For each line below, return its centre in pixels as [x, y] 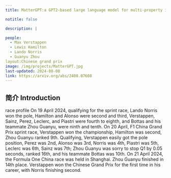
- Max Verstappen [28, 42]
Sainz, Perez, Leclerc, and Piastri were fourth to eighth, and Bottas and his [83, 121]
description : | [21, 29]
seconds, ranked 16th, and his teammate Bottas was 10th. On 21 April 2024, [84, 154]
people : [13, 38]
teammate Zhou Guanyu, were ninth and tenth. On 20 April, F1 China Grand [84, 127]
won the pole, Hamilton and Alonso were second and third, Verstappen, [80, 116]
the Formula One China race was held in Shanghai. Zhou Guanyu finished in [84, 160]
